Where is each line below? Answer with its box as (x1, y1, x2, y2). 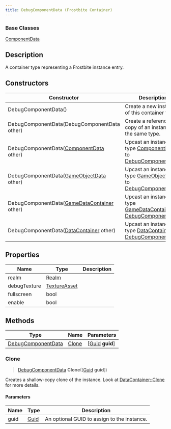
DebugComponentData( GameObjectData (8, 172, 106, 179)
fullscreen (8, 291, 32, 298)
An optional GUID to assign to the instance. (45, 415, 148, 422)
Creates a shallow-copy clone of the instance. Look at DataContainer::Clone (5, 377, 165, 383)
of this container (125, 109, 164, 116)
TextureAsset (46, 282, 78, 289)
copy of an (125, 123, 151, 130)
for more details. (5, 382, 40, 388)
